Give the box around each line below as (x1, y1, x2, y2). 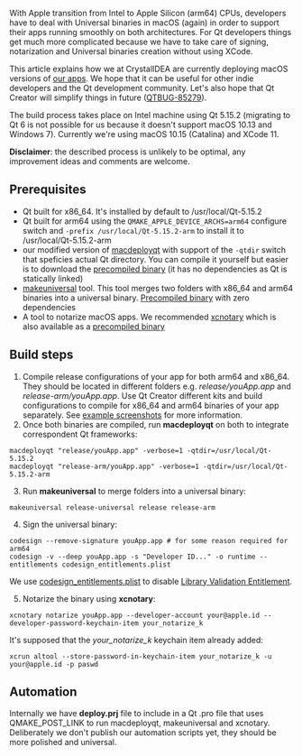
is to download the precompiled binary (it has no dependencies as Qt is (22, 263, 288, 274)
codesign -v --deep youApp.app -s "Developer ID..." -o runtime (9, 552, 256, 561)
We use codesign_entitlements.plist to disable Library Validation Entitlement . (9, 576, 293, 586)
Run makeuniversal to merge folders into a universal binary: (22, 485, 246, 496)
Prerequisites (9, 182, 87, 198)
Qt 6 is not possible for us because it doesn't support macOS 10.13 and (9, 119, 272, 130)
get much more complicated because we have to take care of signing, (9, 36, 269, 47)
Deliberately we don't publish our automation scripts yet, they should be (9, 727, 277, 738)
